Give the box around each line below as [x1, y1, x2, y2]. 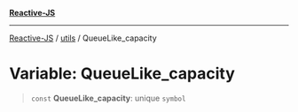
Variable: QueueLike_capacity [9, 63, 235, 84]
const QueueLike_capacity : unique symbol [30, 93, 186, 103]
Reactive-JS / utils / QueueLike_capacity [9, 33, 157, 43]
